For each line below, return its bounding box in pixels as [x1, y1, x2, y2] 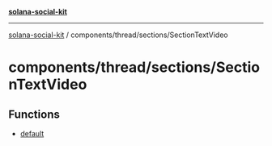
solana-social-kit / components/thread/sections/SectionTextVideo [8, 30, 228, 40]
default [19, 129, 45, 138]
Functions [8, 107, 61, 121]
